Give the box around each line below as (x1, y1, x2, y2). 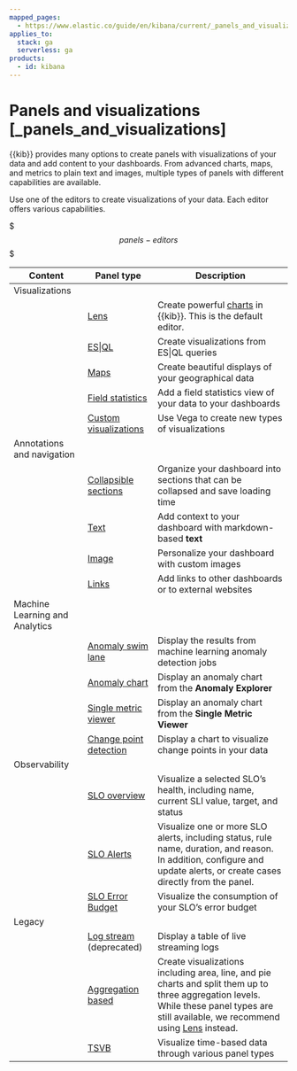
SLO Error (87, 889, 128, 902)
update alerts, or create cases (157, 865, 282, 877)
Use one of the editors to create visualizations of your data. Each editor (9, 194, 269, 205)
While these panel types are (157, 999, 274, 1012)
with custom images (157, 557, 241, 570)
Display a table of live (157, 929, 247, 942)
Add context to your (157, 510, 240, 523)
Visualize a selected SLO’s (157, 772, 267, 785)
